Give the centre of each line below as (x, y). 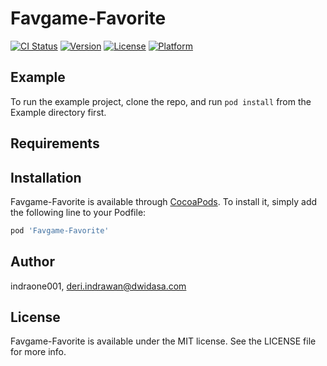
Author (32, 262)
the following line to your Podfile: (78, 212)
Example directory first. (58, 112)
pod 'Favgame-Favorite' (60, 230)
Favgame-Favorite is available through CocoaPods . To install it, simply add (164, 201)
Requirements (55, 143)
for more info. (38, 352)
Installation (46, 177)
